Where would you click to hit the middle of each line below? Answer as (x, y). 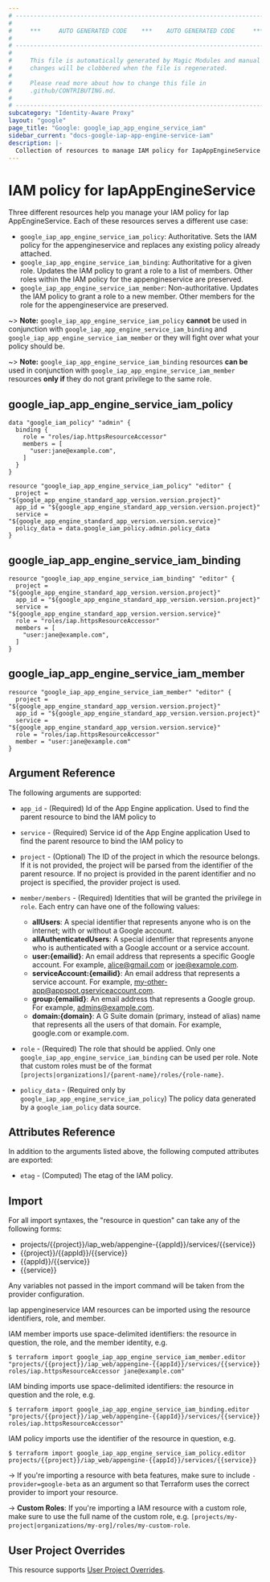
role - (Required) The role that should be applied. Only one (117, 1048)
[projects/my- (215, 1518)
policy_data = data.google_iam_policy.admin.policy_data (113, 529)
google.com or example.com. (80, 1033)
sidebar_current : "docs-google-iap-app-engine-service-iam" (111, 135)
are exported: (31, 1160)
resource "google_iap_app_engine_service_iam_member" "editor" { (120, 692)
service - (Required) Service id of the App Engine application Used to (135, 832)
